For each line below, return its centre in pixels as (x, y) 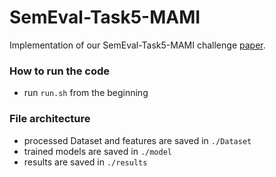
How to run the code (60, 71)
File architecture (50, 119)
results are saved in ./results (85, 162)
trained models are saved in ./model (97, 151)
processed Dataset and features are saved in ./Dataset (137, 140)
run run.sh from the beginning (86, 93)
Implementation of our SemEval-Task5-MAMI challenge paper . (137, 45)
